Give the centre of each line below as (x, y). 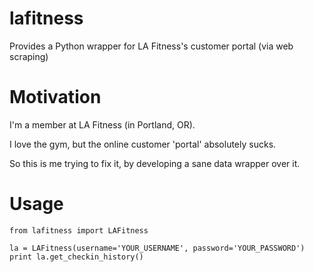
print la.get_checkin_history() (76, 257)
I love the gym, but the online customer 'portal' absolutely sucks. (143, 144)
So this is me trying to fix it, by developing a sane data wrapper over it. (155, 163)
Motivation (55, 97)
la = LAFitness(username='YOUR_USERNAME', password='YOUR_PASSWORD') (157, 248)
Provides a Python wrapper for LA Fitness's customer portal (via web (151, 46)
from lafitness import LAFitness (79, 230)
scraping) (29, 56)
